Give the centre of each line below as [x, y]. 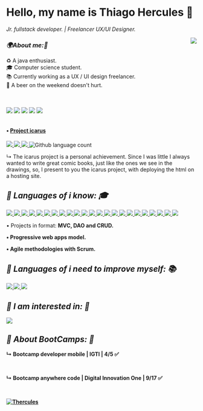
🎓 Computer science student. [44, 67]
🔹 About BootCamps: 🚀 [50, 339]
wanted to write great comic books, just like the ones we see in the [89, 163]
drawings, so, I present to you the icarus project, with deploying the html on [100, 169]
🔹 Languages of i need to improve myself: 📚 [91, 269]
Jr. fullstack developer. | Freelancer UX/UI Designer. [71, 29]
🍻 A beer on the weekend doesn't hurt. [54, 85]
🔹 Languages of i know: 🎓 [57, 196]
